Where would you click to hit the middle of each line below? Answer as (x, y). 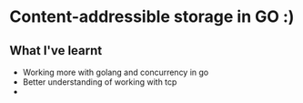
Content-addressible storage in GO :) (152, 17)
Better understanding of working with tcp (100, 82)
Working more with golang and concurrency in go (116, 72)
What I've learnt (56, 51)
